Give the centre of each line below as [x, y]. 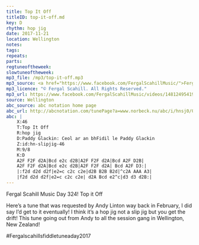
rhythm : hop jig [26, 28]
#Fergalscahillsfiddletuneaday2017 [49, 236]
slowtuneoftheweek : [30, 72]
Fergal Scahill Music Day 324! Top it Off [54, 194]
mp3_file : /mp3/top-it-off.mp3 [45, 78]
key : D [14, 23]
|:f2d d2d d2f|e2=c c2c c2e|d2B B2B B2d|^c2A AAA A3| [84, 172]
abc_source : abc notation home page [51, 105]
